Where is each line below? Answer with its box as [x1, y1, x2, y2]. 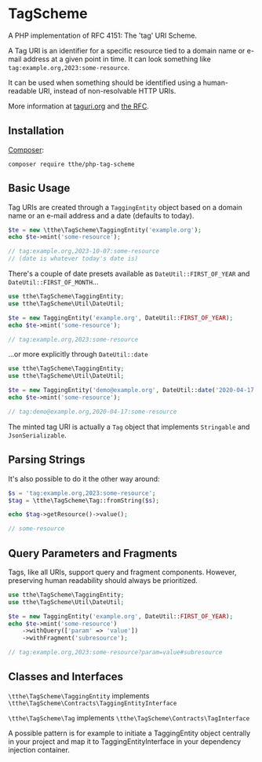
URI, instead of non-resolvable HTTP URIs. [38, 86, 176, 95]
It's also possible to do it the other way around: [8, 474, 160, 483]
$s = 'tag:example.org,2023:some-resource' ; [8, 489, 156, 497]
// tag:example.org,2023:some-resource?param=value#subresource [8, 649, 223, 657]
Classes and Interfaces [8, 670, 124, 683]
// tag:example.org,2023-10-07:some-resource [8, 247, 159, 255]
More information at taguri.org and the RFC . [8, 101, 149, 111]
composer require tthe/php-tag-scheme [8, 160, 135, 168]
